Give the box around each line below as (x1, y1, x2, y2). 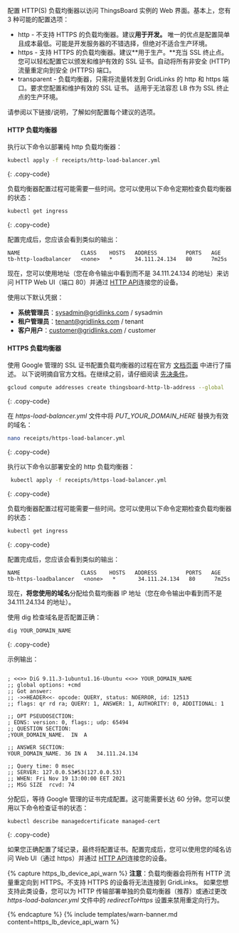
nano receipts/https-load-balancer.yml (7, 435, 126, 442)
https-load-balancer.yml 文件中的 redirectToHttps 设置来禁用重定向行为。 (7, 896, 223, 904)
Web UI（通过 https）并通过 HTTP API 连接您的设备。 (15, 854, 171, 862)
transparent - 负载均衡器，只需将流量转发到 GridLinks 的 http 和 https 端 (17, 75, 229, 83)
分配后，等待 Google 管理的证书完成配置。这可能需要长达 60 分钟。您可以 (7, 794, 224, 803)
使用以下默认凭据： (7, 293, 64, 301)
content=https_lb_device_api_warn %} (7, 918, 119, 927)
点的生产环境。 (17, 93, 62, 101)
